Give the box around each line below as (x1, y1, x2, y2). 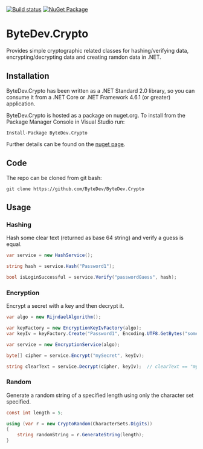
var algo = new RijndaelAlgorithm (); (6, 314, 101, 321)
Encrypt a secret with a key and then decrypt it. (6, 302, 124, 310)
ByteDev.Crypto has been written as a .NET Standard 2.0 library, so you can (6, 87, 195, 94)
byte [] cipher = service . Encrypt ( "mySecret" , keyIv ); (6, 352, 145, 359)
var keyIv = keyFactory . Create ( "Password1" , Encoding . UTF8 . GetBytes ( (6, 330, 185, 336)
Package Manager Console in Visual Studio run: (6, 118, 125, 125)
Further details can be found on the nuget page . (6, 140, 126, 148)
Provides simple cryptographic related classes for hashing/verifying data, (6, 47, 189, 54)
